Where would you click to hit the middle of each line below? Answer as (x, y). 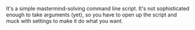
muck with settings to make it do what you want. (65, 21)
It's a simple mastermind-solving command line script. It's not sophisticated (98, 9)
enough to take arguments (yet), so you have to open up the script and (92, 15)
